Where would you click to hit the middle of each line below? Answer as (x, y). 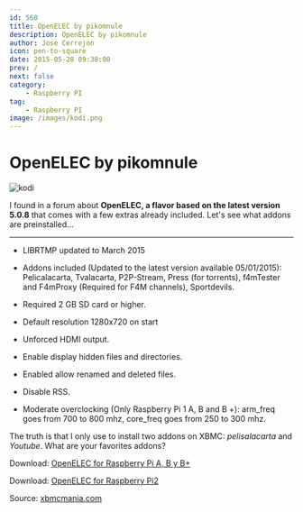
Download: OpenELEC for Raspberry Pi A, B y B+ (100, 463)
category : (28, 85)
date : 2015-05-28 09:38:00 (60, 59)
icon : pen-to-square (48, 51)
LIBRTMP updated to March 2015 (84, 251)
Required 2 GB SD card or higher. (84, 305)
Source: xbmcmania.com (55, 498)
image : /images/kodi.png (56, 118)
